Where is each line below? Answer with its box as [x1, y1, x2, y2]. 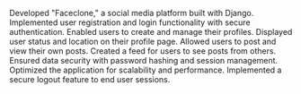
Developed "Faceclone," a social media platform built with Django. [9, 8, 254, 18]
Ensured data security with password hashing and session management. [9, 56, 279, 65]
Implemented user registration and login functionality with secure [9, 17, 251, 28]
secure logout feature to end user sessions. [9, 74, 171, 84]
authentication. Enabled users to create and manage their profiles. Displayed [9, 27, 293, 37]
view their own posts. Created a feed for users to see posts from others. [9, 46, 277, 56]
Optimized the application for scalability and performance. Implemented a [9, 64, 282, 75]
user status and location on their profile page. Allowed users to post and [9, 36, 277, 47]
